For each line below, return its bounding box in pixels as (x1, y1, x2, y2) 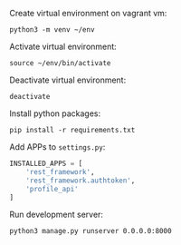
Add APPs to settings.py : (9, 142, 106, 152)
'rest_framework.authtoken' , (25, 176, 136, 185)
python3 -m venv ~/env (9, 25, 95, 34)
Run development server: (9, 209, 104, 220)
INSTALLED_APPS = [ (9, 159, 83, 168)
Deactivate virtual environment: (9, 74, 127, 85)
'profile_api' (25, 184, 79, 193)
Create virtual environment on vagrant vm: (9, 8, 167, 18)
